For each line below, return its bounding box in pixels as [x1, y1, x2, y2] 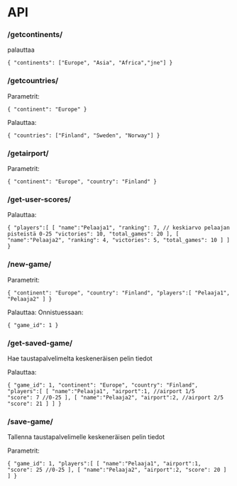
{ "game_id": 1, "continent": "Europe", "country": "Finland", [7, 381, 199, 389]
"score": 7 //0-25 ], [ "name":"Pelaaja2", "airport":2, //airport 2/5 [7, 394, 224, 401]
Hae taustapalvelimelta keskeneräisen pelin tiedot [7, 354, 153, 363]
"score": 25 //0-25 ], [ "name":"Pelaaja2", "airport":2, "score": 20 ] [7, 466, 227, 474]
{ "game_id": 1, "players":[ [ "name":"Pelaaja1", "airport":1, [7, 460, 202, 468]
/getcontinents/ [7, 30, 63, 40]
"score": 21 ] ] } [7, 400, 62, 407]
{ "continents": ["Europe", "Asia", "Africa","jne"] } [7, 60, 173, 67]
